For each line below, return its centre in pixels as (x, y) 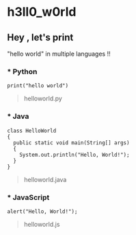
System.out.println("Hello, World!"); (74, 155)
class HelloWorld (32, 131)
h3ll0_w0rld (42, 12)
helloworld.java (45, 179)
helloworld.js (42, 224)
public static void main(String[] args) (71, 143)
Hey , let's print (40, 37)
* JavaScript (28, 197)
